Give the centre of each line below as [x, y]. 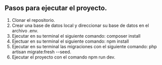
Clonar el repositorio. [33, 20]
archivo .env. [25, 31]
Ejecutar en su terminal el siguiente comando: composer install [76, 36]
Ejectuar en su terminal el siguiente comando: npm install [70, 41]
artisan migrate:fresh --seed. [41, 52]
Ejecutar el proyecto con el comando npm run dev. [63, 57]
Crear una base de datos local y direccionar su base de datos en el [81, 25]
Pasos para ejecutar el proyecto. [56, 8]
